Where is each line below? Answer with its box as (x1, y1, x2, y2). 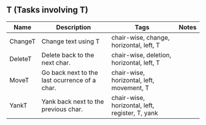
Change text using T (41, 37, 100, 45)
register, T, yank (111, 109, 158, 117)
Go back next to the (41, 68, 98, 77)
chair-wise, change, (111, 33, 170, 41)
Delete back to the (41, 51, 94, 59)
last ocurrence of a (41, 76, 96, 84)
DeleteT (9, 54, 32, 63)
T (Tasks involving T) (6, 5, 89, 15)
